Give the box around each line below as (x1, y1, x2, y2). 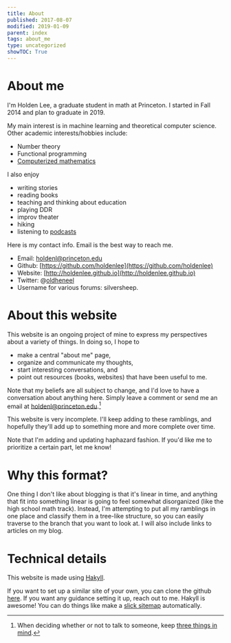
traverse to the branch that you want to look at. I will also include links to (7, 519, 212, 527)
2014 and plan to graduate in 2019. (7, 108, 105, 116)
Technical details (7, 551, 107, 567)
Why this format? (7, 467, 109, 483)
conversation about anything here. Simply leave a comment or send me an (7, 393, 218, 401)
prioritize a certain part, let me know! (7, 443, 112, 452)
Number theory (16, 142, 60, 150)
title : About (7, 10, 45, 17)
